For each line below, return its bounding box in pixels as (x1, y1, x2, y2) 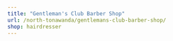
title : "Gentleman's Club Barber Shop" (7, 10, 125, 17)
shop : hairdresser (7, 23, 62, 30)
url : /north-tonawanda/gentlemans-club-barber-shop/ (7, 17, 167, 24)
